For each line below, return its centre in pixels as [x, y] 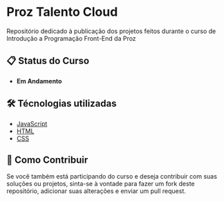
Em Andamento [39, 81]
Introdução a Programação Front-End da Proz [71, 38]
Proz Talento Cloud [62, 12]
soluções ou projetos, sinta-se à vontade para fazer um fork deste [101, 184]
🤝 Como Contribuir [47, 160]
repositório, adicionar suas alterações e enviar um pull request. [96, 191]
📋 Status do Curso [48, 61]
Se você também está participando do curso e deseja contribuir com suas [112, 176]
